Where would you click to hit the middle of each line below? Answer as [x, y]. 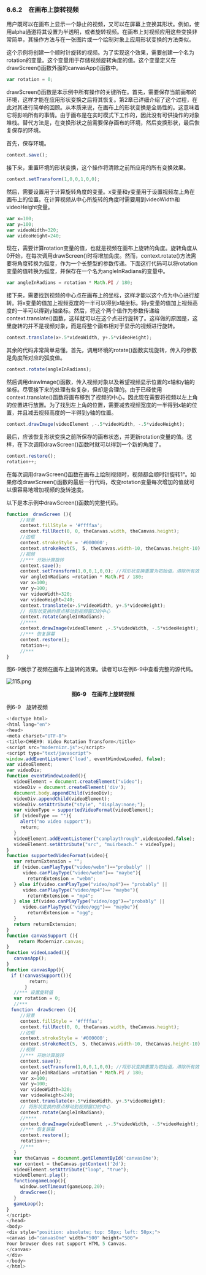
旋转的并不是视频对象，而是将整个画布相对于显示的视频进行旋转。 [95, 326]
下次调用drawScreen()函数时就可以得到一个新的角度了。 [93, 444]
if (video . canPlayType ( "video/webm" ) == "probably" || [82, 867]
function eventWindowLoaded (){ [46, 776]
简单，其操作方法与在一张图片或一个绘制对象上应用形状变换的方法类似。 [103, 40]
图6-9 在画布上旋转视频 [103, 694]
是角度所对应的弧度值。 [36, 358]
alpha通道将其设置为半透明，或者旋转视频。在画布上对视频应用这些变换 [101, 32]
